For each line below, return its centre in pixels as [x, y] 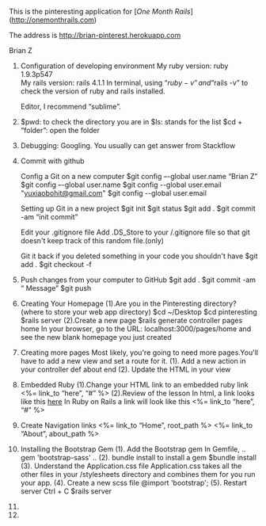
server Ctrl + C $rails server [66, 491]
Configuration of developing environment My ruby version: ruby [124, 66]
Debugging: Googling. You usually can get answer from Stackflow [128, 145]
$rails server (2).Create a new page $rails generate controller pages [131, 320]
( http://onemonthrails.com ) [53, 20]
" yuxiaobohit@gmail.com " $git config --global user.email [113, 193]
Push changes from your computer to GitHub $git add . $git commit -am [138, 280]
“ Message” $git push [56, 288]
